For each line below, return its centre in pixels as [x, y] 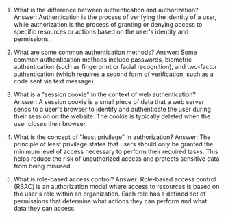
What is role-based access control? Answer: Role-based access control [115, 179]
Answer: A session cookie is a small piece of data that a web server [109, 102]
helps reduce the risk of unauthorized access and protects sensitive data [116, 159]
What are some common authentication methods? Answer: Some [105, 52]
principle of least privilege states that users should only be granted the [113, 144]
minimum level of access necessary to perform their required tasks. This [116, 151]
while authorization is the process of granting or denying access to [108, 24]
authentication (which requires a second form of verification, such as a [113, 74]
